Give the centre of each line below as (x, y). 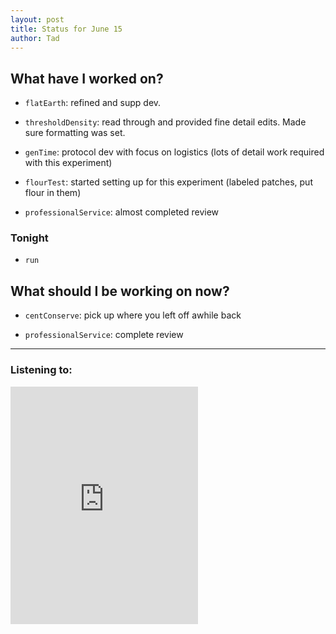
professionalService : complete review (104, 335)
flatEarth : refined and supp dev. (93, 103)
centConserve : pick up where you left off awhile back (133, 315)
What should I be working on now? (120, 291)
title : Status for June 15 (66, 29)
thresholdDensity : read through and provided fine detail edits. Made (165, 122)
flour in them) (53, 193)
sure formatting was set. (75, 133)
